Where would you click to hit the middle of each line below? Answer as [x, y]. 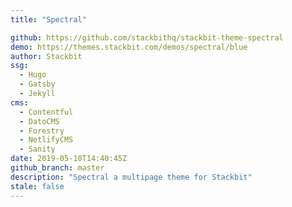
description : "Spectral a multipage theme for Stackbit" [131, 177]
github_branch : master [57, 168]
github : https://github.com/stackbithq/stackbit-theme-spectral [147, 37]
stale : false [37, 186]
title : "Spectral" [48, 19]
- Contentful [46, 112]
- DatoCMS [39, 121]
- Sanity [37, 149]
